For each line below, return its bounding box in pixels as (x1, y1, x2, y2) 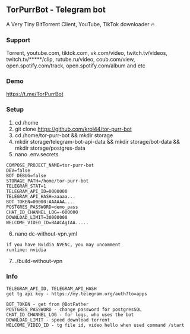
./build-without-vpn (14, 257, 63, 264)
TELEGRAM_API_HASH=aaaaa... (6, 193, 76, 199)
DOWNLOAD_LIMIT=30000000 (6, 214, 68, 220)
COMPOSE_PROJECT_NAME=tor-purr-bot (6, 162, 94, 168)
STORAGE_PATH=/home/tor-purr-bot (6, 178, 89, 184)
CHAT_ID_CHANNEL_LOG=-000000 (6, 209, 78, 215)
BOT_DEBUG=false (6, 172, 46, 178)
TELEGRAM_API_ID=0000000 (6, 188, 68, 194)
